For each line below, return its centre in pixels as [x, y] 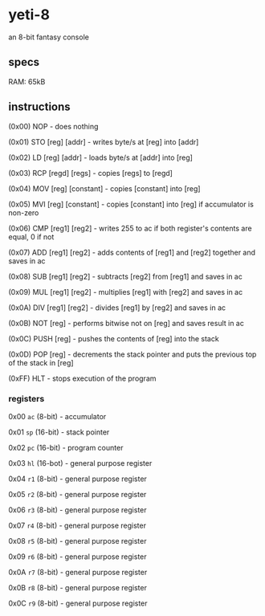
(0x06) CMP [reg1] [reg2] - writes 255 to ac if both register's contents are [130, 228]
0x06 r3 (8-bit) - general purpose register [77, 510]
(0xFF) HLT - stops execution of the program [82, 378]
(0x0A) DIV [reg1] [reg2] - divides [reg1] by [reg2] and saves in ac [117, 308]
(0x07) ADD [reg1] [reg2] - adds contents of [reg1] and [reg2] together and [132, 252]
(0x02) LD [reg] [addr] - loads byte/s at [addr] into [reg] [100, 157]
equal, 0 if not [31, 237]
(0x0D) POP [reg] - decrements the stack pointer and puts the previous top [132, 354]
